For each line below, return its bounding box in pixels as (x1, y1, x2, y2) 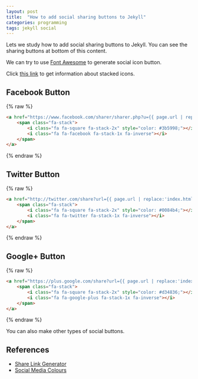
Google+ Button (6, 251, 66, 261)
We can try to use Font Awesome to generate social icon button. (6, 59, 162, 66)
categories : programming (6, 19, 67, 25)
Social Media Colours (14, 367, 67, 374)
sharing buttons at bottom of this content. (6, 48, 107, 55)
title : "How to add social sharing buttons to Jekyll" (6, 14, 146, 20)
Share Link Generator (14, 360, 67, 368)
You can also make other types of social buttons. (6, 328, 125, 335)
